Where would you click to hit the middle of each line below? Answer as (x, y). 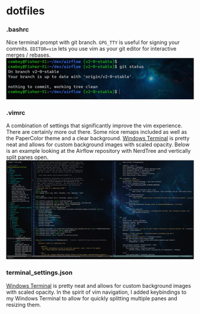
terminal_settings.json (40, 273)
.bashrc (18, 30)
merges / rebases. (29, 55)
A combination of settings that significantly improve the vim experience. (94, 125)
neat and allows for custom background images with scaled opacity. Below (98, 145)
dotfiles (26, 11)
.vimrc (16, 112)
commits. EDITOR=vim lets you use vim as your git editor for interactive (91, 49)
